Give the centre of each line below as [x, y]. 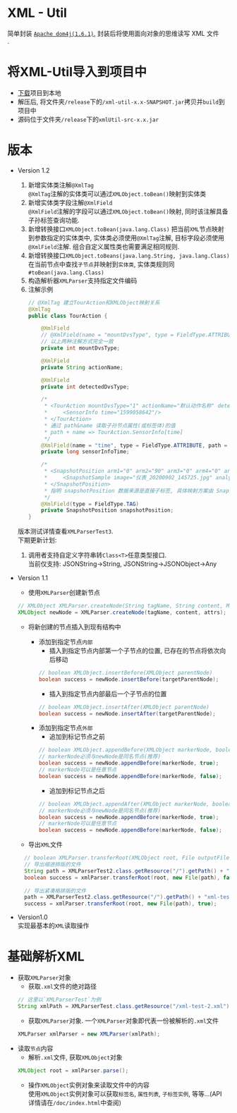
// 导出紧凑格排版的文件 [55, 891]
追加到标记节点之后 [77, 790]
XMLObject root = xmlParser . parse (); [73, 1070]
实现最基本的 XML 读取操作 [53, 926]
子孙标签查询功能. [54, 220]
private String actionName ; [82, 367]
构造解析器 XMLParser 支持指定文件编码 [83, 281]
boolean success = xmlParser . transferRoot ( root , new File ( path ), [122, 878]
